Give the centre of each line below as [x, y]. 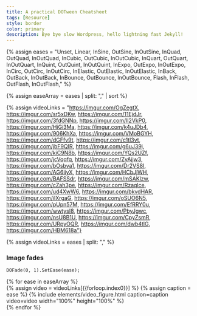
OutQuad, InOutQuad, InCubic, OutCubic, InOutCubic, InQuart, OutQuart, [97, 58]
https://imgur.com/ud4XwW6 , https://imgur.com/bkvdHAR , [80, 191]
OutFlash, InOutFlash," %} [39, 84]
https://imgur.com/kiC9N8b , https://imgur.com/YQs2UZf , [78, 153]
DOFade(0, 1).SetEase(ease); [43, 270]
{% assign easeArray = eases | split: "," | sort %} [67, 96]
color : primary [26, 29]
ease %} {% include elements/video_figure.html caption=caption [87, 295]
